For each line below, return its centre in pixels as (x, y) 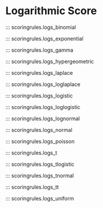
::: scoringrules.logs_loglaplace (43, 84)
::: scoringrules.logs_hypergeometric (50, 61)
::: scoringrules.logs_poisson (40, 141)
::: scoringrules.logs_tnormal (40, 176)
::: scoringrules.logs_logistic (39, 95)
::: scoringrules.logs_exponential (44, 38)
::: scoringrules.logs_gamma (40, 50)
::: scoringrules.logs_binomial (41, 27)
